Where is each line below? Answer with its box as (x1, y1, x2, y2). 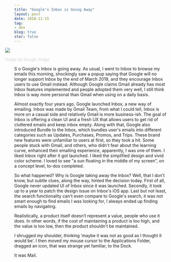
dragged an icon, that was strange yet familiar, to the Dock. (14, 243, 133, 248)
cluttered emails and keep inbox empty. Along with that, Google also (14, 122, 151, 127)
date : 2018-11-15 (14, 16, 49, 21)
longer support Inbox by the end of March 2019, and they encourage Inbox (14, 76, 163, 82)
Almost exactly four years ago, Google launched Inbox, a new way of (14, 101, 152, 107)
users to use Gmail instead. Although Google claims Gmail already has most (14, 81, 165, 87)
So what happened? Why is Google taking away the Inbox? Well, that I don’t (14, 172, 165, 178)
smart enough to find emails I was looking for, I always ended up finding (14, 198, 158, 204)
